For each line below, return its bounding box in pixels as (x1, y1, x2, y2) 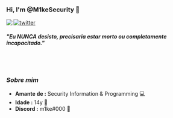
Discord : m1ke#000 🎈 (14, 105, 71, 112)
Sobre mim (6, 76, 39, 84)
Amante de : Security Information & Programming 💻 (14, 90, 145, 97)
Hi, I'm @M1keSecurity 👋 (6, 5, 80, 14)
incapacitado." (6, 39, 45, 46)
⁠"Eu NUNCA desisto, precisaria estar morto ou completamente (6, 33, 167, 40)
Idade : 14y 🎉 (14, 99, 48, 106)
